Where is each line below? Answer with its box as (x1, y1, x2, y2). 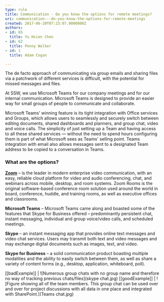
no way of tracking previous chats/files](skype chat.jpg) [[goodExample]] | (5, 275, 156, 281)
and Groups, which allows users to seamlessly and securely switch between (5, 116, 159, 121)
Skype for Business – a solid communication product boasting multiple (5, 250, 148, 256)
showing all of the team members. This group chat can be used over (20, 280, 158, 286)
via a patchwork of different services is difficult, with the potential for (5, 75, 144, 81)
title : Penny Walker (9, 44, 51, 48)
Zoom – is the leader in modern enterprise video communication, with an (5, 170, 152, 176)
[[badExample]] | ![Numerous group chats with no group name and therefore (5, 270, 160, 276)
